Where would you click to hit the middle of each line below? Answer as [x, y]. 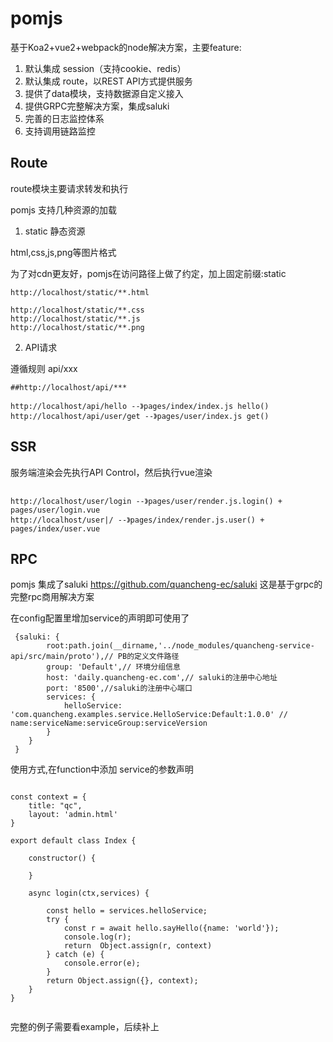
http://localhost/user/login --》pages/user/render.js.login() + [146, 501]
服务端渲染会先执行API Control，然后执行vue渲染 [111, 472]
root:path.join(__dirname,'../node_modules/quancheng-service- [180, 646]
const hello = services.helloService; [127, 911]
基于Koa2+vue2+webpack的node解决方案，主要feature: [126, 47]
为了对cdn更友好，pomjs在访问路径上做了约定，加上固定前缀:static [148, 273]
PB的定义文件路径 [148, 657]
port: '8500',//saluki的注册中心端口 [119, 688]
